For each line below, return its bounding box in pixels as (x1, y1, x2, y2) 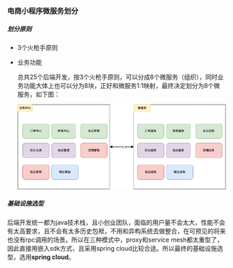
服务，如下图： (17, 90, 60, 98)
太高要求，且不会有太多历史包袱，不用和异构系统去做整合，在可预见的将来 (12, 226, 226, 235)
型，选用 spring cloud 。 (7, 253, 75, 261)
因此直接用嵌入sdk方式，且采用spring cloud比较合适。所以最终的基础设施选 (7, 244, 223, 252)
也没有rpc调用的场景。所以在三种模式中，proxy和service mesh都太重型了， (7, 235, 223, 244)
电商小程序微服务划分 (7, 6, 78, 15)
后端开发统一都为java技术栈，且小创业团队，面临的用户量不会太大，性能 (7, 218, 214, 226)
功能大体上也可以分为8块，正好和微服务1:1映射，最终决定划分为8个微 (23, 81, 221, 89)
